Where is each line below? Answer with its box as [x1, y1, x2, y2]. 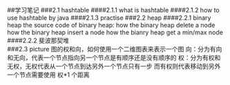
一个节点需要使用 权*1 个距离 [7, 71, 90, 79]
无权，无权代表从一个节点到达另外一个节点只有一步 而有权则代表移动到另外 [7, 62, 221, 70]
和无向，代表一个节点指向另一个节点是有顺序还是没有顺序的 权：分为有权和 [7, 53, 221, 62]
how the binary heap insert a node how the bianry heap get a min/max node [7, 28, 223, 36]
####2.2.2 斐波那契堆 [7, 36, 70, 45]
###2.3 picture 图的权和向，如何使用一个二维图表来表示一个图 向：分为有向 [7, 45, 222, 53]
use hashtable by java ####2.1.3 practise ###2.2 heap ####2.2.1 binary [7, 14, 211, 22]
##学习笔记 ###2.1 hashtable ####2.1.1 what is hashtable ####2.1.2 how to [7, 6, 220, 14]
